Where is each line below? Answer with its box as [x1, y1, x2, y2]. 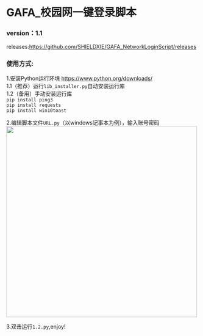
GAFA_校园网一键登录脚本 [6, 5, 137, 20]
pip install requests [6, 102, 62, 108]
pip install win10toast [6, 108, 67, 114]
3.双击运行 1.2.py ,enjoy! [6, 323, 66, 330]
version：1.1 [6, 29, 43, 37]
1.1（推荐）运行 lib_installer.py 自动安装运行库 [6, 82, 125, 89]
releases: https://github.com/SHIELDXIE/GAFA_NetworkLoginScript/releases [6, 43, 197, 51]
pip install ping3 [6, 97, 53, 103]
